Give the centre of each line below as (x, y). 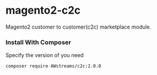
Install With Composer (39, 42)
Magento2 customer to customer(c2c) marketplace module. (78, 27)
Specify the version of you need (45, 55)
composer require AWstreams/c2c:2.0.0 (53, 66)
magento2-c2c (43, 10)
